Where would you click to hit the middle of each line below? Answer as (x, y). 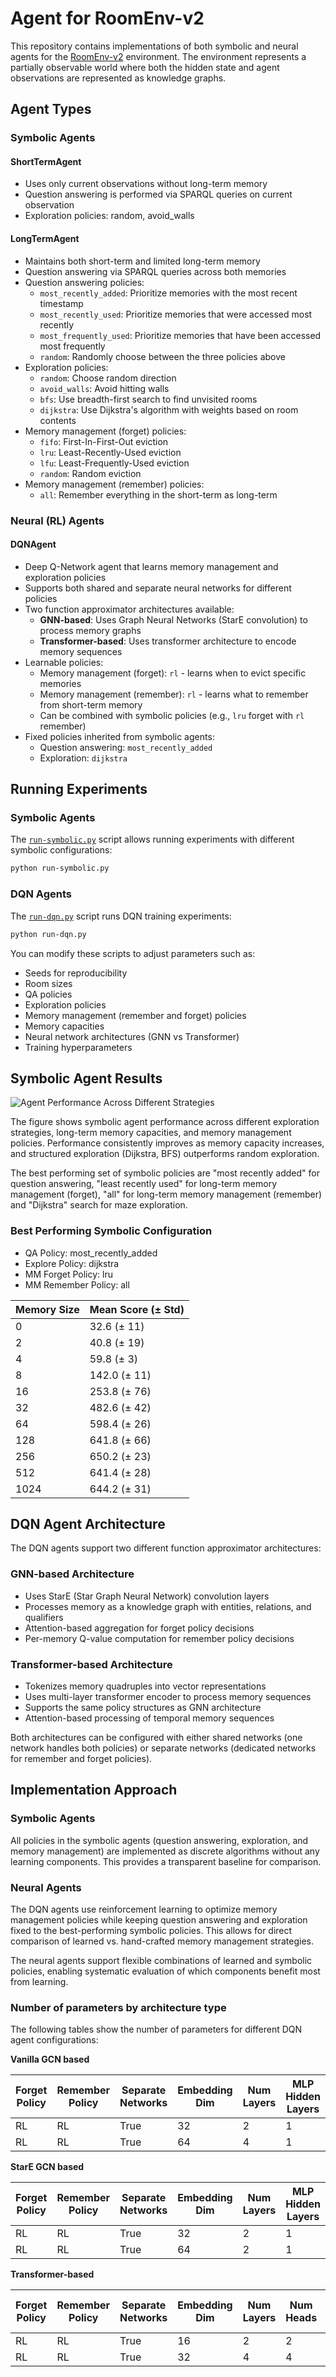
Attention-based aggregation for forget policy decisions (139, 1628)
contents (58, 420)
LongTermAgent (45, 239)
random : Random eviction (90, 473)
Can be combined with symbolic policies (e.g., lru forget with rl (172, 715)
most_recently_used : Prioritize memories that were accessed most (176, 314)
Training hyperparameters (78, 1047)
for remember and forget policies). (81, 1759)
